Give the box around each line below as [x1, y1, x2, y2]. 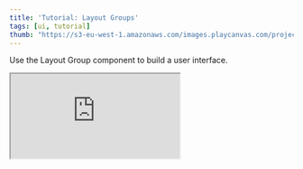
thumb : [9, 30, 34, 39]
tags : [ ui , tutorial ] [9, 22, 91, 31]
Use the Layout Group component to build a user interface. [9, 55, 228, 66]
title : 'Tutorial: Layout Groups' [9, 13, 140, 23]
